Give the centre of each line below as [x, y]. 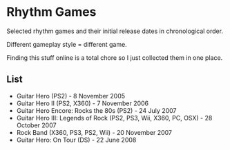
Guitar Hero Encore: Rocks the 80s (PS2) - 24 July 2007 [96, 110]
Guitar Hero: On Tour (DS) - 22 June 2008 [76, 140]
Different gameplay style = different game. [67, 44]
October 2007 [36, 125]
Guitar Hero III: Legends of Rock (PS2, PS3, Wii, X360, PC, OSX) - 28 [114, 118]
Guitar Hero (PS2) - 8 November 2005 [71, 96]
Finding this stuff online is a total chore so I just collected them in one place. [115, 57]
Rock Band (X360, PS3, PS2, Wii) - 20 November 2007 [94, 132]
